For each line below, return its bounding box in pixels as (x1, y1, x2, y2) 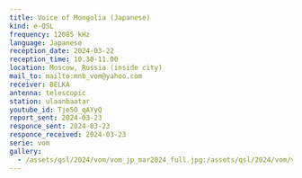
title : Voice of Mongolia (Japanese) (9, 13, 151, 22)
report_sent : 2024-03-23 (9, 113, 102, 122)
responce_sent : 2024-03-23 (9, 122, 111, 131)
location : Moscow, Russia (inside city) (9, 64, 164, 73)
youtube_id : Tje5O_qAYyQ (9, 105, 102, 114)
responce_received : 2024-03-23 (9, 130, 127, 139)
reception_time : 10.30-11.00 (9, 55, 119, 64)
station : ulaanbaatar (9, 96, 91, 106)
